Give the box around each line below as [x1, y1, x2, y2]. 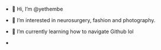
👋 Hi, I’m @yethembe [11, 6, 63, 12]
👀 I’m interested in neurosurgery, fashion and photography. [11, 17, 156, 23]
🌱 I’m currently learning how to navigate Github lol [11, 28, 134, 35]
